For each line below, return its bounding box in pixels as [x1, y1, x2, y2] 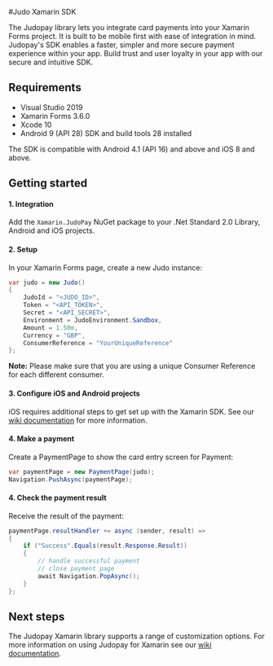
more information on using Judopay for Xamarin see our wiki [8, 640, 212, 650]
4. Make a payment [8, 434, 75, 444]
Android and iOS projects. [8, 226, 95, 235]
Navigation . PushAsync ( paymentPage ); [8, 475, 133, 484]
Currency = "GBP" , [23, 331, 86, 340]
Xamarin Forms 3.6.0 [20, 111, 90, 120]
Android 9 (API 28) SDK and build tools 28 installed [20, 128, 192, 138]
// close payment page [37, 565, 115, 573]
